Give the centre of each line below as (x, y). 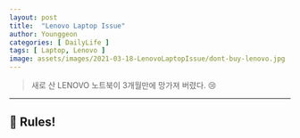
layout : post (33, 17)
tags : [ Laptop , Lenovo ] (57, 51)
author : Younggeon (43, 34)
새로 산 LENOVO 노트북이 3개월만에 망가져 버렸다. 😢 (124, 85)
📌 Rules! (33, 122)
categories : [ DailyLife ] (59, 42)
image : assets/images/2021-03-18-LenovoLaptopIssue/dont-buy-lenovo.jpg (147, 59)
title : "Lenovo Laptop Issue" (67, 26)
